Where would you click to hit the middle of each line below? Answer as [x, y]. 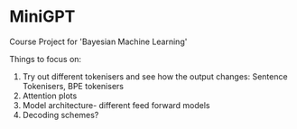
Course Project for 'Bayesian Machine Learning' [98, 41]
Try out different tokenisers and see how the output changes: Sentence [155, 76]
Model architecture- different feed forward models [116, 105]
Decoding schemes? [60, 115]
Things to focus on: [46, 59]
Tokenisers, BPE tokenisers [73, 86]
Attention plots [50, 96]
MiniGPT [42, 17]
